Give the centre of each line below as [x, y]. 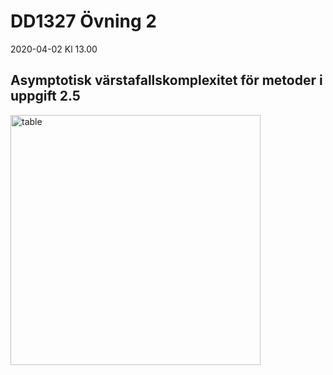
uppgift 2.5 [45, 96]
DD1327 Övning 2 [83, 21]
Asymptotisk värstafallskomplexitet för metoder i [166, 80]
